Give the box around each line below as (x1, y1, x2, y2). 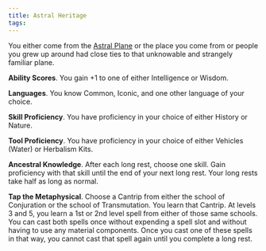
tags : (8, 19, 26, 27)
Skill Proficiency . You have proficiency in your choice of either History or (8, 112, 249, 121)
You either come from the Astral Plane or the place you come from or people (8, 40, 259, 50)
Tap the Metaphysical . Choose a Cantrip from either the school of (8, 192, 226, 201)
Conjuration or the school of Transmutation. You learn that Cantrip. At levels (8, 200, 256, 210)
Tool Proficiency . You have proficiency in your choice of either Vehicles (8, 135, 244, 145)
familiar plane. (8, 57, 55, 67)
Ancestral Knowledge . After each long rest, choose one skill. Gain (8, 159, 226, 169)
